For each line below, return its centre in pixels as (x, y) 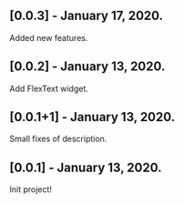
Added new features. (49, 37)
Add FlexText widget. (49, 88)
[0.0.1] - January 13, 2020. (86, 167)
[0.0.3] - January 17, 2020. (87, 16)
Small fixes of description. (58, 139)
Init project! (31, 189)
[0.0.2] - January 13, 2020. (87, 67)
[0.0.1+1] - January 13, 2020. (92, 117)
